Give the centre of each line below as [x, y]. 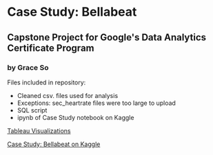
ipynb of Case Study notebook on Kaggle [75, 117]
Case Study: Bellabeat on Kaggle [54, 144]
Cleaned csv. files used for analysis [68, 95]
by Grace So [28, 67]
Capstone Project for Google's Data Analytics [107, 37]
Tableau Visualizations [39, 130]
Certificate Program [51, 48]
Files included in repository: [47, 82]
